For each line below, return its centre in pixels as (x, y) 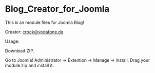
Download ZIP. (20, 51)
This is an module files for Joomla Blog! (45, 22)
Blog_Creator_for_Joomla (57, 9)
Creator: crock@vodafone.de (34, 32)
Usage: (12, 41)
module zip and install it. (29, 65)
